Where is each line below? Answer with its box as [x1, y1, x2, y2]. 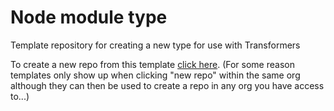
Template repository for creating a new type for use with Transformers [10, 39, 301, 51]
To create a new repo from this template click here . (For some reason [10, 58, 295, 70]
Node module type [10, 6, 168, 29]
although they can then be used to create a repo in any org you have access [10, 79, 325, 91]
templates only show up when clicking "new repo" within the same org [10, 69, 301, 81]
